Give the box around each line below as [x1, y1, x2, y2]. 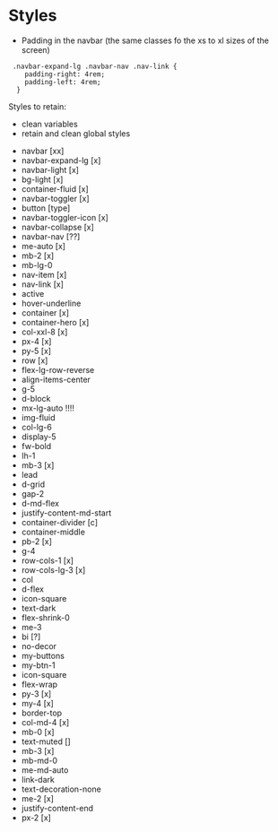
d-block [21, 393, 51, 403]
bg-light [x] [21, 174, 64, 185]
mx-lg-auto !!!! [21, 403, 75, 413]
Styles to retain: [8, 100, 66, 112]
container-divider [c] [21, 516, 99, 527]
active [21, 288, 45, 299]
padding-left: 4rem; [24, 77, 101, 86]
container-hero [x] [21, 316, 90, 327]
